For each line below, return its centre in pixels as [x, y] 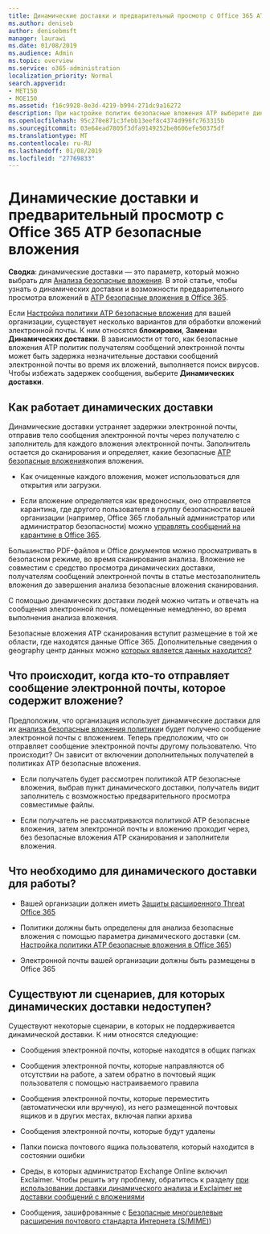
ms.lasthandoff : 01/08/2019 [55, 151]
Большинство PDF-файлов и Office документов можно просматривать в [133, 550]
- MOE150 [23, 98]
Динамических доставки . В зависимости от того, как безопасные [123, 339]
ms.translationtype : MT [48, 135]
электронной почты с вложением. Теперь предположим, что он [119, 737]
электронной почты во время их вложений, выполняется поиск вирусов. [134, 365]
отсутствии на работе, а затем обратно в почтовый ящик [118, 1074]
